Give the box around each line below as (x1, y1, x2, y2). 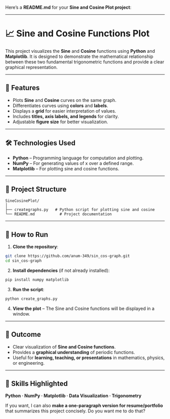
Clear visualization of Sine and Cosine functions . (12, 343, 116, 350)
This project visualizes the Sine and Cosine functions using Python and (5, 48, 155, 54)
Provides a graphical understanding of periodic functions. (12, 349, 135, 355)
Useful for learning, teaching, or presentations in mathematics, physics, (12, 355, 165, 361)
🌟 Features (5, 84, 40, 92)
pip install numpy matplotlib (5, 277, 69, 282)
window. (12, 310, 30, 317)
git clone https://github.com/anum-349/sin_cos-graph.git (5, 254, 130, 259)
